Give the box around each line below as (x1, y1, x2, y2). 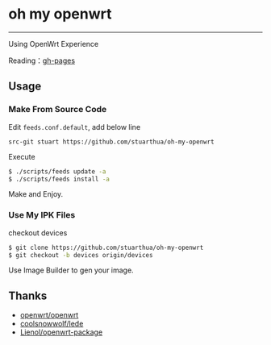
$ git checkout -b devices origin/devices (8, 251, 153, 259)
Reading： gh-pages (8, 56, 75, 65)
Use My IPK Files (8, 210, 76, 221)
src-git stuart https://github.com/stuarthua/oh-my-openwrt (8, 138, 215, 146)
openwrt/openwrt (19, 310, 79, 320)
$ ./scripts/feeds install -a (8, 175, 110, 183)
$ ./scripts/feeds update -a (8, 167, 106, 176)
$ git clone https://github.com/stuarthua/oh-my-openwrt (8, 243, 204, 251)
